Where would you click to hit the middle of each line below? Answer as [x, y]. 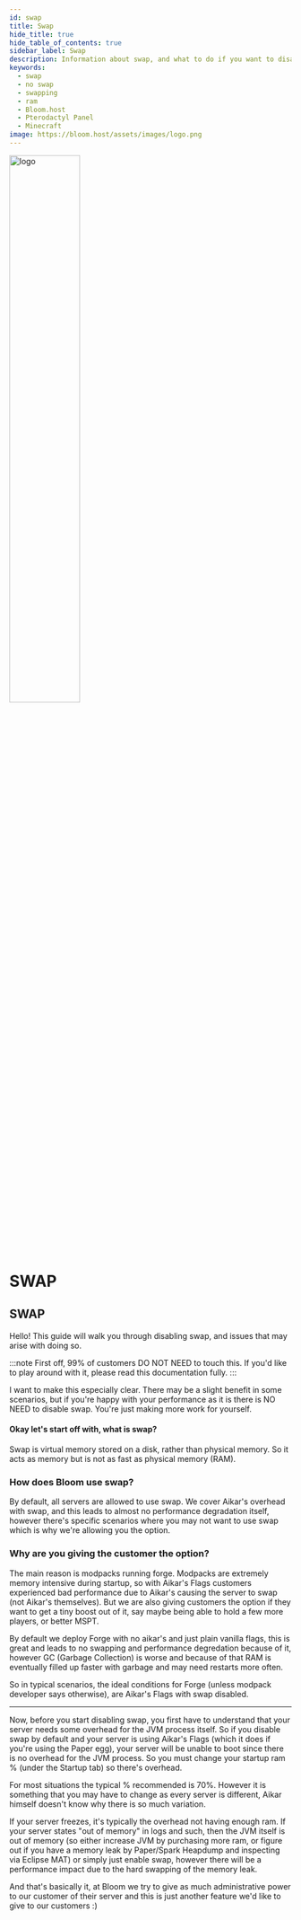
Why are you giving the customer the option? [109, 1554]
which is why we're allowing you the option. [90, 1530]
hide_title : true [42, 34]
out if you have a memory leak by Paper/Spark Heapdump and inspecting [145, 1850]
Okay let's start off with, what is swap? [83, 1430]
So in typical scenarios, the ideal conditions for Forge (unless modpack [140, 1684]
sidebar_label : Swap [48, 51]
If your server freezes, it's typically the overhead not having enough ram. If [148, 1821]
